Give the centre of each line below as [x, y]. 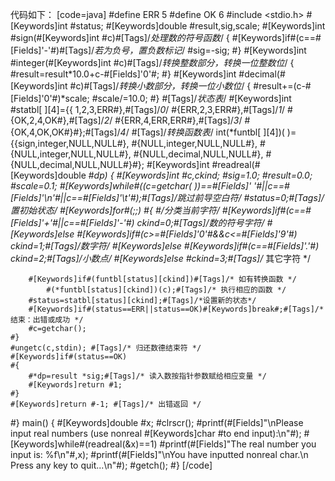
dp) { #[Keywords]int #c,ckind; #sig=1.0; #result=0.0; [203, 175]
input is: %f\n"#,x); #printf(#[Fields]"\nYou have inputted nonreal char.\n [159, 454]
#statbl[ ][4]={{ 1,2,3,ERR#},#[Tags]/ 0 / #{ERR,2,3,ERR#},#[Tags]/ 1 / [148, 109]
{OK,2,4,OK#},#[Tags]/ [57, 120]
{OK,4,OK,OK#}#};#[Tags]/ [65, 132]
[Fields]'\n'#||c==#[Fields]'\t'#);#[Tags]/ [94, 197]
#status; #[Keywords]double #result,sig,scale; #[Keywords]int [197, 26]
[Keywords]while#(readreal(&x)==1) [84, 444]
